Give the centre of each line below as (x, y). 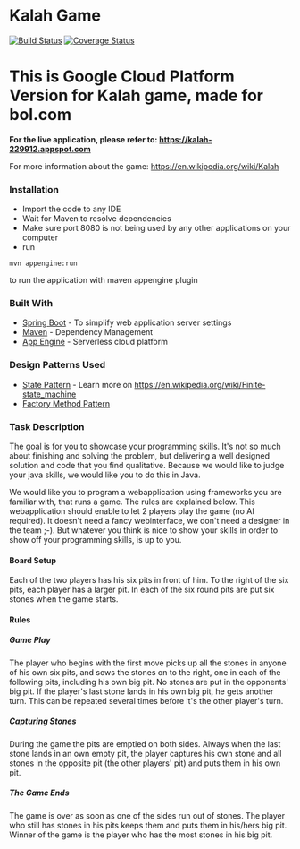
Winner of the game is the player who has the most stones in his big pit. (141, 835)
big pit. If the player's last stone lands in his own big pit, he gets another (142, 691)
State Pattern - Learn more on (77, 384)
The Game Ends (39, 793)
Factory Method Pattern (66, 403)
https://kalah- (186, 139)
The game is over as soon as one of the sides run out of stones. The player (147, 815)
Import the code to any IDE (71, 209)
